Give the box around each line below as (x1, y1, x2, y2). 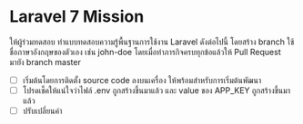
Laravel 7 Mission (9, 6, 145, 27)
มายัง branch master (9, 56, 82, 67)
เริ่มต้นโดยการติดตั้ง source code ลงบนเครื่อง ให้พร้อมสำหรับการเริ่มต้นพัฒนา (22, 74, 262, 85)
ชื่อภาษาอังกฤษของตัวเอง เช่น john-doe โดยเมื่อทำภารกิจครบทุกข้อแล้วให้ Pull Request (9, 46, 281, 57)
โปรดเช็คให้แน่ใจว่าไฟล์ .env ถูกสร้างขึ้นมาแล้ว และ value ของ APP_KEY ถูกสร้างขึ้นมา (22, 85, 291, 96)
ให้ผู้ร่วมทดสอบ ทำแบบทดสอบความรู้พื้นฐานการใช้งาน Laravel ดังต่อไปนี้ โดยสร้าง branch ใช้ (9, 36, 295, 47)
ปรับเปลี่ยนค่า (22, 106, 63, 117)
